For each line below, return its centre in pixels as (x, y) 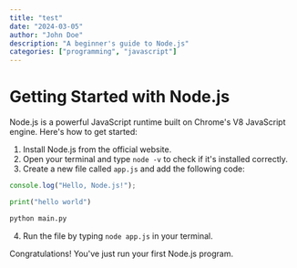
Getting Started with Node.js (120, 97)
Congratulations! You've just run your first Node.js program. (122, 253)
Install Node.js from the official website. (97, 149)
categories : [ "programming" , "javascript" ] (93, 52)
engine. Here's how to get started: (74, 132)
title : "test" (36, 18)
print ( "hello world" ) (51, 201)
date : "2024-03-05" (46, 26)
